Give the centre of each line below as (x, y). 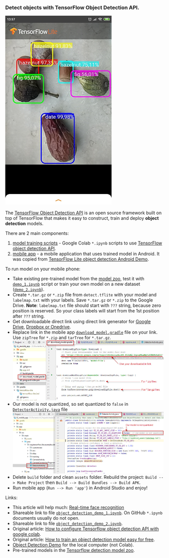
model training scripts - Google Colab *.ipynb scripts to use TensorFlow (87, 243)
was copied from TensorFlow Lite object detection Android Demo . (81, 259)
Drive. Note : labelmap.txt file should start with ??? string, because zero (87, 305)
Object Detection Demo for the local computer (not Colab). (73, 545)
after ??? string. (29, 316)
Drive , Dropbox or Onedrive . (42, 327)
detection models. (24, 224)
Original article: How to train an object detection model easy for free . (83, 540)
